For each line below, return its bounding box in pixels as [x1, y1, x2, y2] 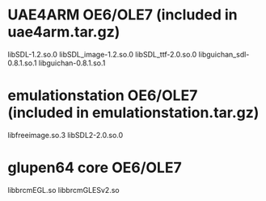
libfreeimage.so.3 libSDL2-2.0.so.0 [7, 130, 124, 140]
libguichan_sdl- [198, 49, 250, 59]
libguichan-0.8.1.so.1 [38, 58, 106, 68]
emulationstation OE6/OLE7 [7, 86, 198, 105]
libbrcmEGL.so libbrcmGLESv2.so [7, 185, 120, 195]
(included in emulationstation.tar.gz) [7, 103, 260, 122]
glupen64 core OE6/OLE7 [7, 159, 183, 177]
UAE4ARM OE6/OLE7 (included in [7, 6, 238, 24]
